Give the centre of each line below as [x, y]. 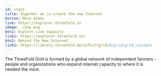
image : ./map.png [23, 27]
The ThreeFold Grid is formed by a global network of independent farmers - [81, 59]
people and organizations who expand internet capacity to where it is [74, 64]
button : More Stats [25, 18]
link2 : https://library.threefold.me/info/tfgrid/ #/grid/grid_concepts [79, 45]
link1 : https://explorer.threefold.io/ [45, 37]
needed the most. [23, 69]
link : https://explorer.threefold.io [43, 23]
